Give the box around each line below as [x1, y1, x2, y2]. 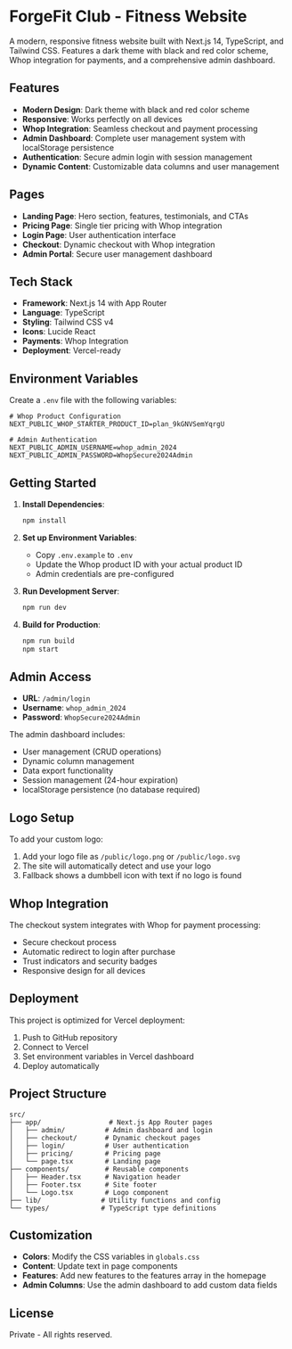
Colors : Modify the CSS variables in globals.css [21, 1251, 200, 1263]
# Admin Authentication [9, 435, 98, 445]
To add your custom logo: [9, 834, 104, 844]
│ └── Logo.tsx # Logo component [9, 1188, 169, 1197]
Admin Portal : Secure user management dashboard [21, 248, 213, 259]
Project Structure [9, 1086, 107, 1102]
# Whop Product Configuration [9, 412, 122, 421]
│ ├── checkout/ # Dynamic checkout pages [9, 1133, 201, 1142]
